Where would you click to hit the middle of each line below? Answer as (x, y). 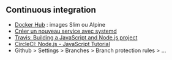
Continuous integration (51, 10)
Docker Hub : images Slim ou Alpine (60, 24)
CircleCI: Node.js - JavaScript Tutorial (62, 44)
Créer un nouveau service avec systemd (65, 31)
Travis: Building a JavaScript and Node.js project (76, 37)
